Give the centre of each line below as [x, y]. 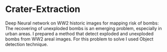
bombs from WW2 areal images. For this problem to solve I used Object [79, 39]
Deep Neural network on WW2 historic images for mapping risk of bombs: [82, 23]
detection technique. [27, 44]
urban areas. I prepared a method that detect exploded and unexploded [79, 33]
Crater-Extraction [43, 9]
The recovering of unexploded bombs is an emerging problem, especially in [83, 28]
